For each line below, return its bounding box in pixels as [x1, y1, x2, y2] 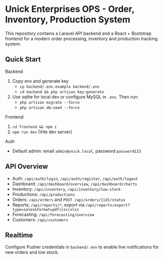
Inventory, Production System [5, 14, 130, 25]
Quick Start [5, 55, 41, 64]
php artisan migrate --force [19, 100, 80, 105]
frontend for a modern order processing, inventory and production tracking [5, 36, 158, 42]
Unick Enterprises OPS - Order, [5, 3, 135, 15]
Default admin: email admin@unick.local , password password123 [12, 148, 141, 154]
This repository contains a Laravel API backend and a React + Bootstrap [5, 30, 152, 36]
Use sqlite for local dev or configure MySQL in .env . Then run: [12, 94, 139, 100]
